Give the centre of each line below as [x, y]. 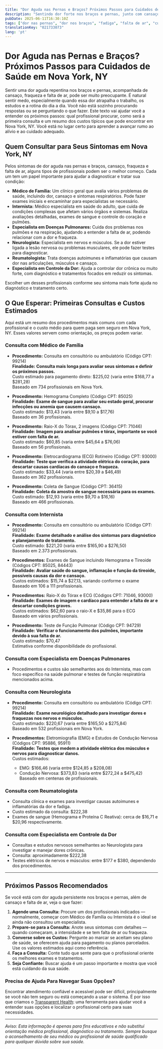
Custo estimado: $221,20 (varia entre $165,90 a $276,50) [69, 546]
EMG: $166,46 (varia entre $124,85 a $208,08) [66, 768]
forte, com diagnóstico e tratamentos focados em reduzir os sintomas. [82, 273]
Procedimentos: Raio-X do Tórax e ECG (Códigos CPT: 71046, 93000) [82, 596]
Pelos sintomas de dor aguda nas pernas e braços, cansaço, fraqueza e [77, 166]
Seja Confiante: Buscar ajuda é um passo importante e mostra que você [84, 964]
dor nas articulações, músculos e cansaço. [55, 263]
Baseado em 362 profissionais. [43, 477]
